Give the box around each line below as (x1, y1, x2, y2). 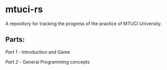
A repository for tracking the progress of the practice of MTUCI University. (5, 20, 162, 27)
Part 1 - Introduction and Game (5, 49, 70, 55)
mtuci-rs (5, 4, 43, 15)
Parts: (5, 35, 25, 44)
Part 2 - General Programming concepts (5, 59, 90, 65)
